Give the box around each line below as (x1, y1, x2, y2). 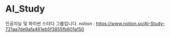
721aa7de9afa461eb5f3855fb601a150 (5, 26, 84, 32)
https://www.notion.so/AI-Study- (96, 20, 165, 26)
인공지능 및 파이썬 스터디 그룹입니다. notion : (5, 20, 95, 26)
